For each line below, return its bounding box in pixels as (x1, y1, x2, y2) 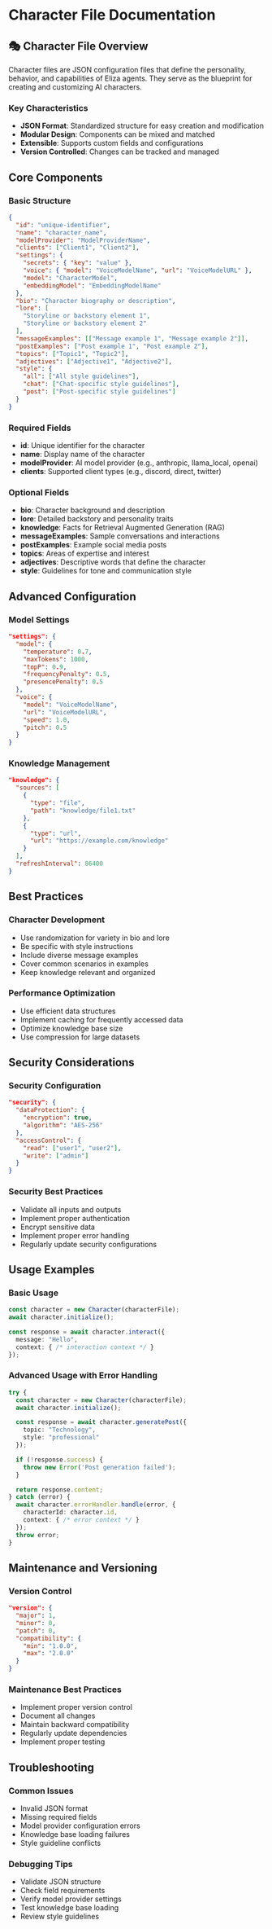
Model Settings (8, 613, 71, 625)
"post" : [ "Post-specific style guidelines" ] (23, 388, 176, 396)
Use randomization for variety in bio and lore (19, 933, 171, 943)
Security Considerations (8, 1056, 136, 1070)
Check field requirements (19, 1886, 106, 1896)
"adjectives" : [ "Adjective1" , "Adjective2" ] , (15, 357, 173, 366)
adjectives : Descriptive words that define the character (19, 557, 206, 567)
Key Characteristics (8, 102, 89, 113)
